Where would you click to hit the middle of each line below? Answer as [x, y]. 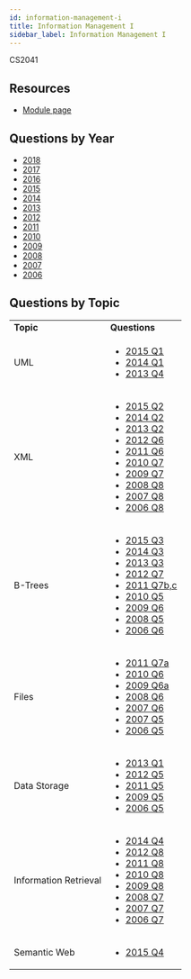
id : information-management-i [66, 18]
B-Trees [31, 585]
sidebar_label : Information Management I [88, 34]
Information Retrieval [57, 880]
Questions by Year [62, 138]
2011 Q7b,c [151, 585]
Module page [47, 110]
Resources [40, 88]
